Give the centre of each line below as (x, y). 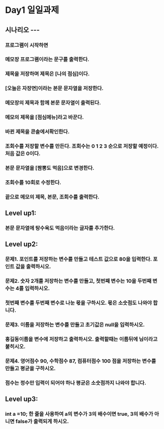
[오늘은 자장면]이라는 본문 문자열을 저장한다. (54, 88)
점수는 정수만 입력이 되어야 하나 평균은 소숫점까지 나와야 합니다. (76, 383)
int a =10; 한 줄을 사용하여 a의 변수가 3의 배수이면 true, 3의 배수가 (79, 414)
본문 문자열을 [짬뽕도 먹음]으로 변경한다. (50, 168)
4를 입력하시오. (33, 289)
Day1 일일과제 (32, 10)
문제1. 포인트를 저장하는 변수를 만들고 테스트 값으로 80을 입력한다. (79, 259)
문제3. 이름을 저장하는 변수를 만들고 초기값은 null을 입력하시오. (75, 325)
